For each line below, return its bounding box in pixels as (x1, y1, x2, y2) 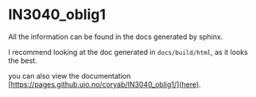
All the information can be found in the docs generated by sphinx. (8, 32, 223, 41)
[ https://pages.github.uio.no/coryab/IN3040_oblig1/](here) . (8, 80, 201, 89)
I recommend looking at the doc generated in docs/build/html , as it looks (8, 47, 248, 56)
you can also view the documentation (8, 71, 131, 80)
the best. (8, 56, 37, 65)
